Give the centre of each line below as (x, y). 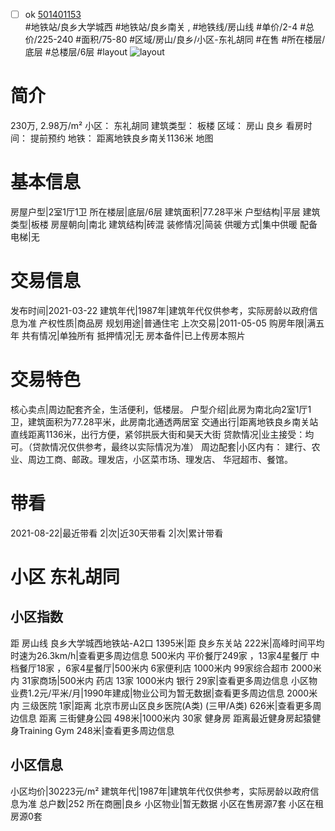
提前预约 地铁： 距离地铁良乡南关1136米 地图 (121, 138)
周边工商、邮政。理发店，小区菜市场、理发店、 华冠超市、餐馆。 (160, 459)
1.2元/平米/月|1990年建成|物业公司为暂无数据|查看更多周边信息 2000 (168, 693)
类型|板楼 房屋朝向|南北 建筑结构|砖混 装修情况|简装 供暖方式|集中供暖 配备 (164, 224)
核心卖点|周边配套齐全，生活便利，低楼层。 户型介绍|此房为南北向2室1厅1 (161, 409)
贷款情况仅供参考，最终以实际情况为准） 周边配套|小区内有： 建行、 (171, 446)
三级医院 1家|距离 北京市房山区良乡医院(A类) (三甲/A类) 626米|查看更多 (167, 705)
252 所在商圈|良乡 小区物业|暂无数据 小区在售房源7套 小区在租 (196, 803)
